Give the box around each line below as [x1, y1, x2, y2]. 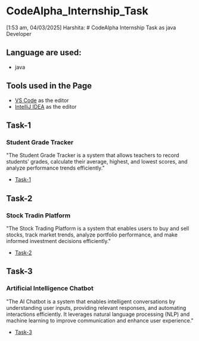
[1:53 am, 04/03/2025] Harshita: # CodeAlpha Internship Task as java [6, 24, 176, 31]
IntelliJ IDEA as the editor [14, 103, 77, 110]
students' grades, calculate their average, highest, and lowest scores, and [6, 158, 188, 165]
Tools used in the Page [6, 81, 92, 91]
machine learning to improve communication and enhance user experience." [6, 317, 194, 324]
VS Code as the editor [14, 97, 70, 104]
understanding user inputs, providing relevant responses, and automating [6, 304, 186, 311]
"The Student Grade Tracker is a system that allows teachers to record [6, 152, 180, 159]
